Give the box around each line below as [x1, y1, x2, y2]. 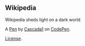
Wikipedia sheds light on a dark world [5, 16, 81, 22]
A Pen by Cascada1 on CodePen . [5, 26, 71, 32]
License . [5, 35, 22, 41]
